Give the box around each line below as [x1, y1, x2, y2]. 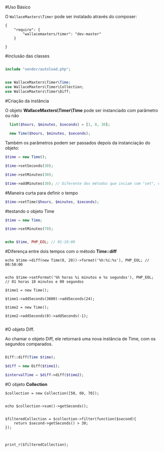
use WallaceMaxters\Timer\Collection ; [5, 84, 84, 90]
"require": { [14, 27, 41, 32]
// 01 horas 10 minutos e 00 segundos [5, 279, 84, 284]
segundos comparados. [5, 341, 53, 347]
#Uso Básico [5, 4, 31, 10]
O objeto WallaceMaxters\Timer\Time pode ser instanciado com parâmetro [5, 107, 158, 113]
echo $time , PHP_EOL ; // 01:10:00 [5, 240, 76, 245]
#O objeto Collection [5, 381, 48, 387]
